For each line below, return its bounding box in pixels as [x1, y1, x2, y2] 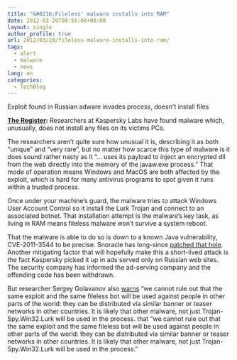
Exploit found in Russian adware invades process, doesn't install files [7, 102, 209, 111]
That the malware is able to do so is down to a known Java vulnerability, [7, 233, 218, 241]
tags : [7, 43, 23, 50]
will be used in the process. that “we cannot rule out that [55, 315, 221, 323]
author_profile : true [7, 30, 72, 38]
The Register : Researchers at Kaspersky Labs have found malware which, [7, 116, 225, 125]
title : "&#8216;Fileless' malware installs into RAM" [7, 10, 170, 18]
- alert [13, 50, 37, 58]
